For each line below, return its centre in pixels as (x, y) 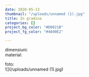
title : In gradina (23, 18)
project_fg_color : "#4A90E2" (34, 32)
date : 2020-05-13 (22, 9)
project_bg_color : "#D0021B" (34, 27)
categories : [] (20, 23)
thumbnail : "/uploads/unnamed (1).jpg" (45, 14)
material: (14, 55)
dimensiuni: (16, 50)
